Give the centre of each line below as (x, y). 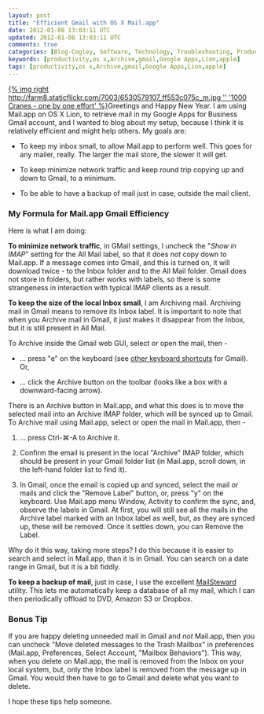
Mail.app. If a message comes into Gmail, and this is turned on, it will (119, 263)
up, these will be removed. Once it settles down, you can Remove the (131, 527)
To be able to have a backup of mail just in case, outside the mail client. (135, 193)
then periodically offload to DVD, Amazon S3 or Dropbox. (101, 599)
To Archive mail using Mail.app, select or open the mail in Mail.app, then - (127, 422)
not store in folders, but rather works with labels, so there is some (115, 279)
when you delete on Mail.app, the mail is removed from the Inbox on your (126, 661)
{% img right (29, 89)
